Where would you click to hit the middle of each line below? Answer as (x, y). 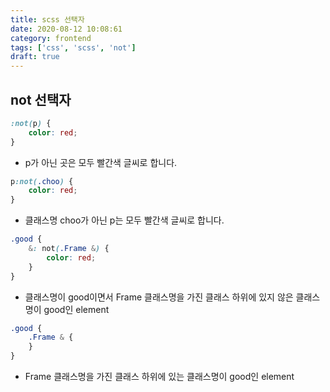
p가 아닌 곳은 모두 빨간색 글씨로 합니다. (101, 162)
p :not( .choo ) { (42, 181)
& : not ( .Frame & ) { (69, 249)
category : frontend (51, 38)
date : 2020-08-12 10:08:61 (66, 29)
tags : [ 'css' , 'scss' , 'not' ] (73, 47)
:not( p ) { (31, 123)
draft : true (35, 57)
